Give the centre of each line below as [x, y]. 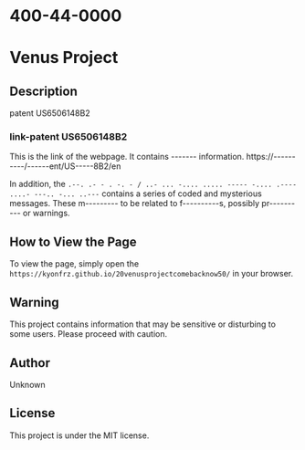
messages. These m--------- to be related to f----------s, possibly [135, 204]
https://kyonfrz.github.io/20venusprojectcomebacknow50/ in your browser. [152, 274]
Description [43, 91]
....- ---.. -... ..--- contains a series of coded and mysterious [136, 194]
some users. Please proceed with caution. [89, 334]
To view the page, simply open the [74, 264]
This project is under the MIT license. [79, 435]
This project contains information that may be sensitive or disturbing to [143, 324]
